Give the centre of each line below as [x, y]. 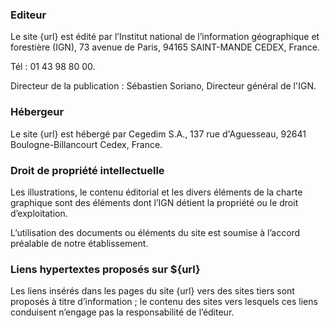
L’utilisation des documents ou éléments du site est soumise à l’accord [155, 232]
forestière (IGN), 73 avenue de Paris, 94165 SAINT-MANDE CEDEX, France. [165, 47]
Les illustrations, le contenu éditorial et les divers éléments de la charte [156, 192]
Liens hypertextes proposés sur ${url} [105, 269]
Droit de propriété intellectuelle [87, 170]
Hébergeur [37, 112]
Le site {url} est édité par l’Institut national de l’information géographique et [165, 37]
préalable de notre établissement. [79, 243]
